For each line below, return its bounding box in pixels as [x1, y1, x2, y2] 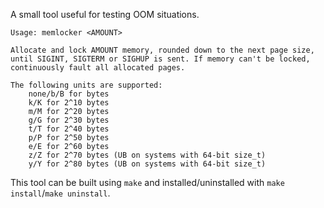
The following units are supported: [10, 80, 163, 90]
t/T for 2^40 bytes [28, 124, 110, 134]
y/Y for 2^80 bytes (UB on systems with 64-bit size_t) [28, 159, 267, 169]
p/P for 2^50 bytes [28, 133, 110, 143]
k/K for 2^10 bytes [28, 98, 110, 108]
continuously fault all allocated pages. [10, 63, 186, 73]
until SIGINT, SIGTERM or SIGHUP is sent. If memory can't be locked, [10, 54, 311, 64]
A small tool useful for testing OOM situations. [10, 9, 200, 20]
